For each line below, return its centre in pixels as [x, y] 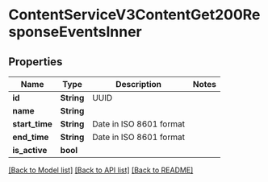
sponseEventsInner [75, 32]
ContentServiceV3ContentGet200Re [134, 15]
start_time [32, 124]
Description [139, 84]
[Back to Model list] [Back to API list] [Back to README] [101, 170]
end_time [31, 137]
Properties [36, 62]
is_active [30, 150]
